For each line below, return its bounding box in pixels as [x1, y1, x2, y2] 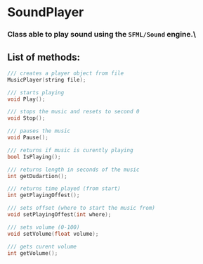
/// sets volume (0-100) [7, 223, 80, 231]
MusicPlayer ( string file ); [7, 76, 86, 83]
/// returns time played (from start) [7, 185, 121, 192]
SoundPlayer [7, 4, 84, 20]
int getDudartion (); [7, 172, 68, 180]
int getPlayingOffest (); [7, 191, 80, 199]
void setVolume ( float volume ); [7, 230, 99, 237]
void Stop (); [7, 115, 46, 122]
